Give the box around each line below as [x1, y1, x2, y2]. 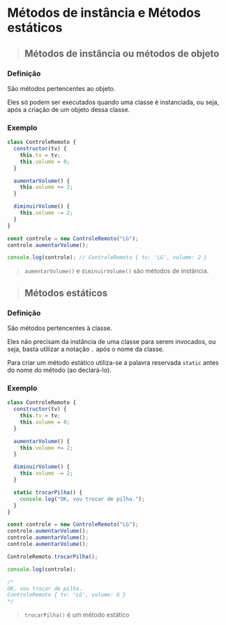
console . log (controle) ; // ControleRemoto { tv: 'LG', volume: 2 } [7, 254, 208, 261]
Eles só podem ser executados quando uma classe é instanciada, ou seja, [7, 98, 220, 106]
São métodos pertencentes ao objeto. [7, 84, 116, 92]
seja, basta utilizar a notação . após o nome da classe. [7, 345, 165, 353]
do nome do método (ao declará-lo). [7, 366, 112, 374]
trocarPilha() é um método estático [24, 610, 130, 619]
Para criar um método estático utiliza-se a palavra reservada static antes [7, 358, 219, 366]
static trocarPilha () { [13, 489, 82, 496]
